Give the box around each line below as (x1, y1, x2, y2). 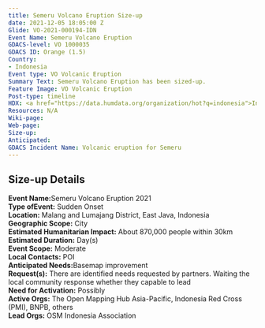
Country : (8, 56, 37, 64)
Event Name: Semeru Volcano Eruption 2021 (8, 194, 151, 203)
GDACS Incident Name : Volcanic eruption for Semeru (8, 143, 181, 151)
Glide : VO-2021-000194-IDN (8, 26, 97, 34)
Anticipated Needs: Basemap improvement (8, 261, 148, 270)
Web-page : (8, 121, 41, 129)
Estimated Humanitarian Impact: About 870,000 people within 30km (8, 227, 233, 237)
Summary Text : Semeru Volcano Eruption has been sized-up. (8, 77, 207, 85)
